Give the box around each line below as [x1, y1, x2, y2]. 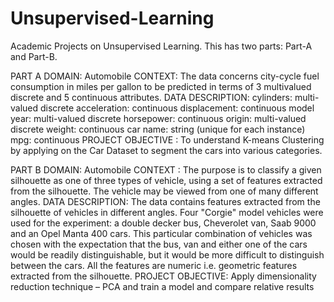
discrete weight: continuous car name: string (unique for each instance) [10, 123, 306, 135]
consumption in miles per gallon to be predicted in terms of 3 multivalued [10, 80, 312, 92]
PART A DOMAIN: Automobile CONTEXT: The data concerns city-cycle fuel [10, 70, 320, 82]
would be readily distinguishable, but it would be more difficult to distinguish [10, 248, 325, 261]
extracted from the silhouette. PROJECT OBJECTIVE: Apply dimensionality [10, 270, 317, 282]
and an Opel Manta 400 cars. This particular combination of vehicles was [10, 227, 313, 239]
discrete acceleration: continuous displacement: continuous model [40, 102, 315, 114]
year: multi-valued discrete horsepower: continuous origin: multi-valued [10, 112, 307, 124]
